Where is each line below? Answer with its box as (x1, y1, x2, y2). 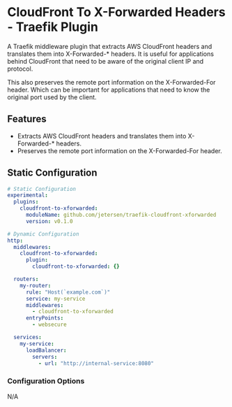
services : (13, 334, 42, 341)
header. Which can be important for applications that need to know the (7, 85, 210, 94)
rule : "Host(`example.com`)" (25, 288, 111, 296)
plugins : (13, 199, 39, 206)
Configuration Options (7, 376, 85, 386)
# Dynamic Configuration (7, 230, 79, 238)
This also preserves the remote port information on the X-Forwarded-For (7, 78, 216, 86)
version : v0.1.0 (25, 217, 73, 224)
